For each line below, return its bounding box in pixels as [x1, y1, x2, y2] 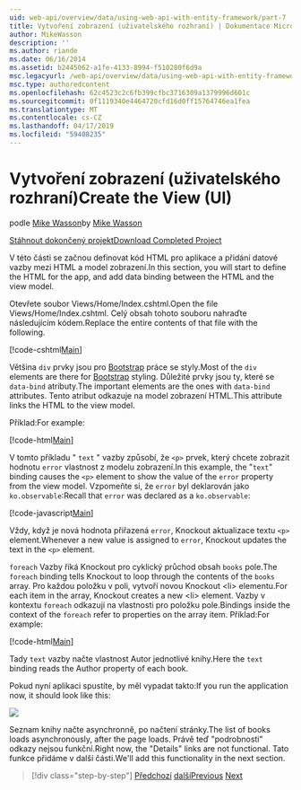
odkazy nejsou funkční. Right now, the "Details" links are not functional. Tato [9, 742, 289, 754]
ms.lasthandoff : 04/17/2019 [9, 122, 115, 131]
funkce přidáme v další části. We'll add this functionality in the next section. [9, 752, 286, 763]
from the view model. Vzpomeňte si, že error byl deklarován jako [9, 480, 250, 491]
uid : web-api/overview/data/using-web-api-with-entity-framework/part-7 [9, 13, 287, 22]
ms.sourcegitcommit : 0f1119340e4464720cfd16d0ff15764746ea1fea [9, 96, 251, 106]
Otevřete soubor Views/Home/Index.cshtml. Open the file [9, 298, 219, 309]
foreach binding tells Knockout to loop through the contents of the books [9, 571, 275, 582]
